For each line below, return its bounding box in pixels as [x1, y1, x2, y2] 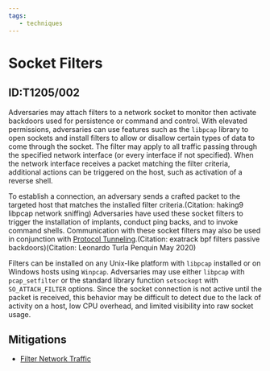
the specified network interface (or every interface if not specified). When [8, 150, 254, 159]
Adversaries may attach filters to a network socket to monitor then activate [8, 107, 256, 117]
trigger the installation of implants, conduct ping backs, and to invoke [8, 216, 239, 226]
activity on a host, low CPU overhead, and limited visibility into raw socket [8, 301, 254, 311]
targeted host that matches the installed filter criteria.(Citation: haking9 [8, 200, 244, 209]
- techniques [19, 19, 63, 27]
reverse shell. [8, 175, 54, 185]
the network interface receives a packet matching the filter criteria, [8, 159, 231, 168]
